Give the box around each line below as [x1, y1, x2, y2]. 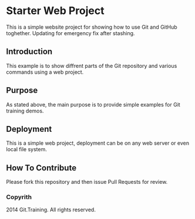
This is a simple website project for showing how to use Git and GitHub [6, 23, 177, 30]
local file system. [6, 146, 47, 153]
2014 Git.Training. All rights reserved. [6, 206, 96, 213]
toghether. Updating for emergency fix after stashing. [6, 29, 135, 36]
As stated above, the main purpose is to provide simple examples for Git [6, 101, 180, 108]
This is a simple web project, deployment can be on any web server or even [6, 139, 190, 147]
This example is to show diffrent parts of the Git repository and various [6, 62, 177, 69]
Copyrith [6, 193, 32, 201]
